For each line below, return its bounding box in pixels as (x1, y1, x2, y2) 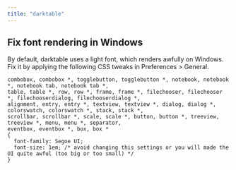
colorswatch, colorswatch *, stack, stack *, (7, 107, 143, 114)
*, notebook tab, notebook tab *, (7, 83, 110, 90)
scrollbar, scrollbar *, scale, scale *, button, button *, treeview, (7, 114, 220, 121)
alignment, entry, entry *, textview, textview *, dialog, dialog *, (7, 101, 217, 108)
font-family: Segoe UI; (13, 138, 83, 145)
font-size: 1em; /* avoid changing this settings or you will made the (13, 144, 230, 152)
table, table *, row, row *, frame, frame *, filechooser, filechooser (7, 89, 223, 96)
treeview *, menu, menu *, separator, (7, 119, 122, 127)
